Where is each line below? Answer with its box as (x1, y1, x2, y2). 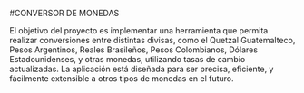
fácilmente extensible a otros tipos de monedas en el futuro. (9, 73, 234, 84)
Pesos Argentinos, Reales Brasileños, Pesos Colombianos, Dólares (9, 44, 259, 55)
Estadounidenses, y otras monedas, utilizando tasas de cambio (9, 54, 246, 64)
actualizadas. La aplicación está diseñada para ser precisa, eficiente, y (9, 63, 274, 74)
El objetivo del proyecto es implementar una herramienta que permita (9, 25, 269, 35)
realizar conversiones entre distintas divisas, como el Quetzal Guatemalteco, (9, 35, 296, 45)
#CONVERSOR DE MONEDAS (9, 8, 120, 18)
